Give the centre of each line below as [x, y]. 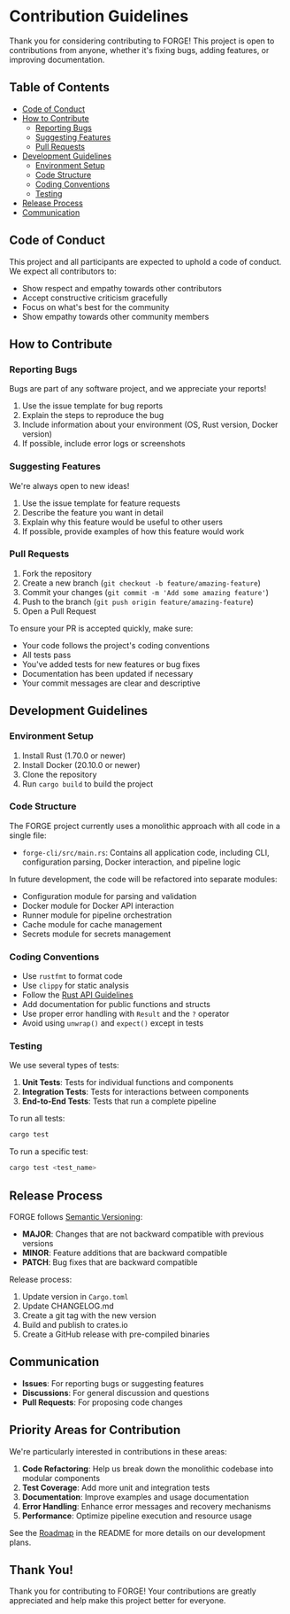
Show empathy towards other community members [115, 316]
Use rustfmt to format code [72, 976]
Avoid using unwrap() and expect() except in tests [113, 1023]
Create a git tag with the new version [89, 1315]
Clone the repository [59, 774]
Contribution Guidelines [99, 16]
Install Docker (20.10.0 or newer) [81, 764]
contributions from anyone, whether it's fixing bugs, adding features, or [139, 50]
